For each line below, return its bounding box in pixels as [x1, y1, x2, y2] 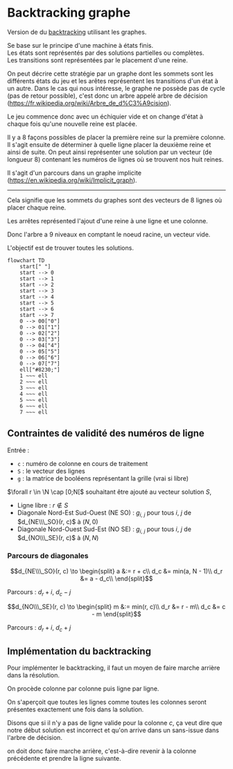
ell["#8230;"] [19, 366, 60, 373]
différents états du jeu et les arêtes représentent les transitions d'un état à [7, 76, 218, 85]
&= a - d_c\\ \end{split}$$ [80, 574, 153, 582]
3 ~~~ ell [19, 384, 49, 391]
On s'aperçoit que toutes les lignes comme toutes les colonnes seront [7, 698, 207, 707]
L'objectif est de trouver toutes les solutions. [7, 243, 134, 252]
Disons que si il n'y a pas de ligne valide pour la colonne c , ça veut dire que [7, 719, 223, 727]
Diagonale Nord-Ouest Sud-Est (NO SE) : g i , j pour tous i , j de [17, 525, 192, 535]
